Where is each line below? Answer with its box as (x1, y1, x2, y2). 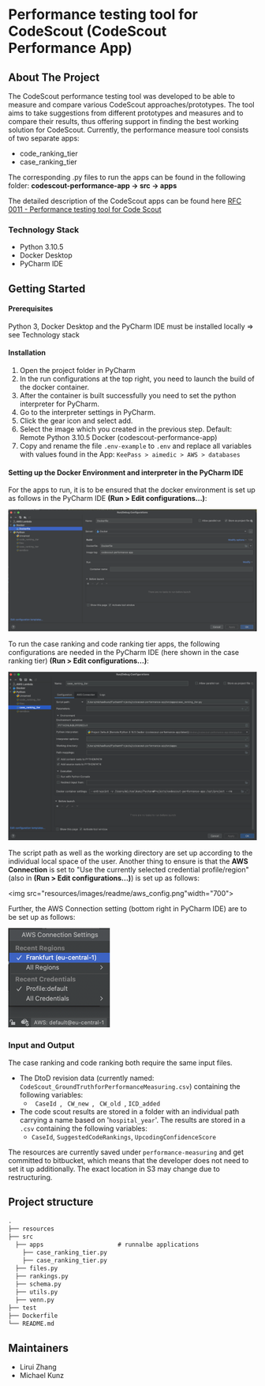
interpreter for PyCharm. (19, 399, 100, 409)
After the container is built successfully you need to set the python (19, 391, 237, 401)
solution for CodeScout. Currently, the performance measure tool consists (8, 125, 249, 134)
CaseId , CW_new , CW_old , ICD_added (35, 1098, 160, 1108)
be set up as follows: (8, 913, 76, 922)
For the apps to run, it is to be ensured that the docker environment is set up (8, 485, 256, 495)
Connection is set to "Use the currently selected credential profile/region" (8, 865, 250, 875)
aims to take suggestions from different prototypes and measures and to (8, 108, 244, 118)
